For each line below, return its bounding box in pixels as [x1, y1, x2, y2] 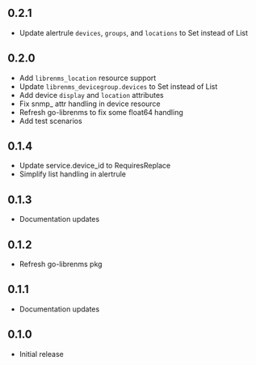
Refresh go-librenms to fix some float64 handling [19, 107, 183, 117]
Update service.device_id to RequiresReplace [19, 161, 171, 171]
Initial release [19, 349, 64, 359]
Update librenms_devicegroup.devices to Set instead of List [19, 81, 218, 91]
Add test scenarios [19, 116, 82, 125]
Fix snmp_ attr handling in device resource [19, 99, 161, 108]
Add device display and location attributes [19, 90, 164, 100]
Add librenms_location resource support [19, 73, 157, 83]
